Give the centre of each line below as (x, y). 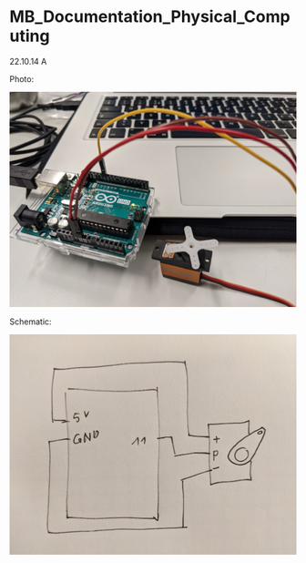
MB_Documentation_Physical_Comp (150, 17)
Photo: (22, 78)
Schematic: (31, 322)
